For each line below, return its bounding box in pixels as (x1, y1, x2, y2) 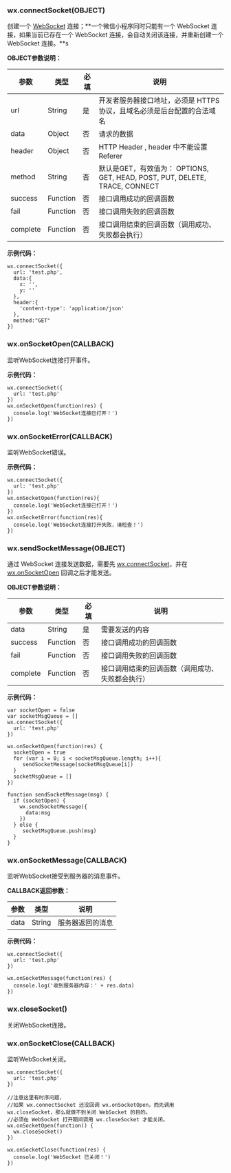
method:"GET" (13, 317, 51, 324)
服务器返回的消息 (57, 918, 113, 928)
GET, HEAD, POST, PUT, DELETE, (98, 173, 206, 183)
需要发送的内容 (100, 625, 150, 634)
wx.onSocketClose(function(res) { (7, 1147, 107, 1154)
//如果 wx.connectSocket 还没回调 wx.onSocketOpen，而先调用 (7, 1102, 175, 1109)
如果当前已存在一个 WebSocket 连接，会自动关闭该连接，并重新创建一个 (19, 30, 224, 39)
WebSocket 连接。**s (7, 39, 69, 48)
